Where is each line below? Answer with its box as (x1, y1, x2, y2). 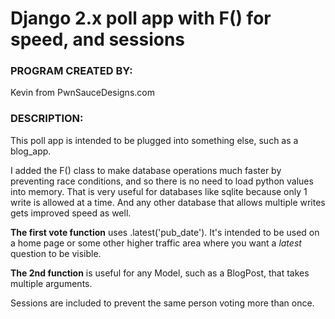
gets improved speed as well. (10, 207, 132, 219)
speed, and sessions (10, 28, 186, 51)
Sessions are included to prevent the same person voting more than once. (10, 297, 315, 309)
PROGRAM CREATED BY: (10, 64, 133, 78)
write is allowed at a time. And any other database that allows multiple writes (10, 196, 326, 208)
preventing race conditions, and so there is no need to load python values (10, 175, 314, 187)
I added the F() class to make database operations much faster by (10, 164, 282, 176)
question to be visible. (10, 247, 102, 259)
